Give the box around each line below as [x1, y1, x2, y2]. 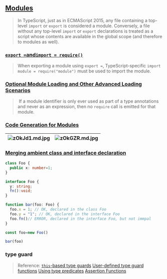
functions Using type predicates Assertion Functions [17, 267, 126, 273]
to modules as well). [17, 39, 59, 45]
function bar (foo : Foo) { [5, 202, 59, 208]
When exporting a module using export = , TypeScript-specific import [17, 63, 161, 69]
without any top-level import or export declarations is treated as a [17, 28, 153, 34]
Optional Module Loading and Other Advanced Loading [5, 80, 142, 87]
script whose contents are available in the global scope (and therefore [17, 33, 162, 39]
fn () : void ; [10, 189, 33, 194]
